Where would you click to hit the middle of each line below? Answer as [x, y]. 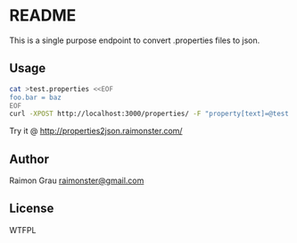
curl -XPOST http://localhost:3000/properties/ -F [105, 114]
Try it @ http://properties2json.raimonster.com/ [96, 131]
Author [29, 159]
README [43, 16]
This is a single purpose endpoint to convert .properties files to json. [135, 40]
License [32, 209]
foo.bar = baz [36, 97]
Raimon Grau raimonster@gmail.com [77, 180]
